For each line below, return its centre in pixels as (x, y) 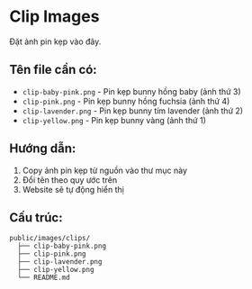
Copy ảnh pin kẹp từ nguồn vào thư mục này (104, 170)
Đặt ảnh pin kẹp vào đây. (55, 41)
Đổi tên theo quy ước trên (70, 180)
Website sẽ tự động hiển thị (73, 189)
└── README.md (44, 278)
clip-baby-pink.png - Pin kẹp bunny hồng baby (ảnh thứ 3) (131, 91)
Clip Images (54, 17)
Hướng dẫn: (43, 149)
